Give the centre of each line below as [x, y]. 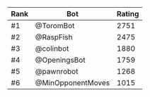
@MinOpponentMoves [73, 83]
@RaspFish [54, 37]
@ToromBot [55, 26]
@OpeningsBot [60, 60]
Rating [128, 14]
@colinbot [52, 48]
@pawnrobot [57, 71]
